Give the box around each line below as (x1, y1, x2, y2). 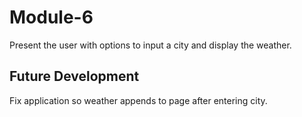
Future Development (9, 68, 140, 85)
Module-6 (9, 6, 94, 29)
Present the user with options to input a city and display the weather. (9, 39, 292, 51)
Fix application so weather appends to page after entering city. (9, 94, 268, 106)
